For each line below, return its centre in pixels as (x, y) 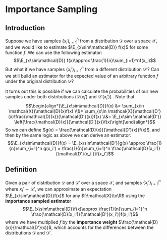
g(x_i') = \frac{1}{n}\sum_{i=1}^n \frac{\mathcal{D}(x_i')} (102, 148)
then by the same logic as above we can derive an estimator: (68, 135)
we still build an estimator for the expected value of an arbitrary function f (82, 76)
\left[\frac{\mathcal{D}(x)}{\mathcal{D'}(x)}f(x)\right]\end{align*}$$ (85, 122)
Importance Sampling (51, 9)
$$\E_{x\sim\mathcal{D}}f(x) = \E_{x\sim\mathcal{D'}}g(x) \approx (76, 143)
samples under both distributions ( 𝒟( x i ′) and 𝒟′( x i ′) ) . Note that (70, 97)
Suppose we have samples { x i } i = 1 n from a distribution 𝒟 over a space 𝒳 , (81, 41)
